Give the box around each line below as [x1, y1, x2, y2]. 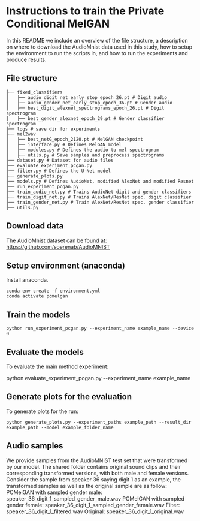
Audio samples [6, 441, 63, 451]
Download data [6, 221, 64, 231]
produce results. [6, 56, 47, 63]
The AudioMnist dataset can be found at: [6, 237, 107, 244]
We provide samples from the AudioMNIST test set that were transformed [6, 457, 188, 464]
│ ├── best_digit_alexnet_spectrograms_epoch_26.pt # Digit [6, 105, 165, 111]
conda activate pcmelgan [6, 293, 68, 299]
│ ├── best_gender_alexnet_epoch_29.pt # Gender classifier [6, 115, 165, 121]
